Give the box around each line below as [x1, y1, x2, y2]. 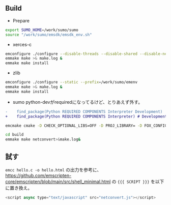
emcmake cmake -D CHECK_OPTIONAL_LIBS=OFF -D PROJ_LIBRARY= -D [5, 123, 142, 128]
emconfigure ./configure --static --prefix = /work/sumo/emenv [5, 80, 138, 85]
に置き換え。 [5, 185, 32, 191]
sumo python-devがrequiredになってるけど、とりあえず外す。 [12, 99, 143, 105]
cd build [5, 132, 24, 137]
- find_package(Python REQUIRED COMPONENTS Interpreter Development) [5, 109, 163, 114]
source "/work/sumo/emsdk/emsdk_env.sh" [5, 32, 93, 37]
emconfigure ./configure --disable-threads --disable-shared [5, 51, 138, 56]
